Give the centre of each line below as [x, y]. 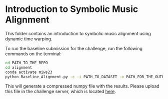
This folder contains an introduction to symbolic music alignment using [78, 33]
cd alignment [19, 67]
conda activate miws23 [29, 72]
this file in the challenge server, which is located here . [61, 92]
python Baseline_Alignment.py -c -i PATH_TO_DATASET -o [64, 77]
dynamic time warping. [29, 39]
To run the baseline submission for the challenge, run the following [74, 48]
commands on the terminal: [33, 54]
